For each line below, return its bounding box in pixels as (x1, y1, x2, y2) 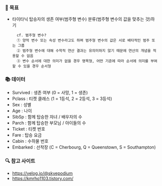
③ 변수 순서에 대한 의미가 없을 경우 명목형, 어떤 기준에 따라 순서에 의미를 (17, 59, 149, 64)
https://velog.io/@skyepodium (12, 170, 73, 176)
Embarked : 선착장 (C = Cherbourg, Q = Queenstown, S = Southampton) (12, 144, 156, 150)
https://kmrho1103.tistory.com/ (12, 175, 74, 181)
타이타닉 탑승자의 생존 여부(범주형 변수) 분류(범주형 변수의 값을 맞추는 (12, 16, 144, 22)
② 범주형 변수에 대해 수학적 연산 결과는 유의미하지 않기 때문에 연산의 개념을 (17, 49, 151, 53)
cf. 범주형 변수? (17, 33, 47, 38)
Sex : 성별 (12, 101, 32, 107)
